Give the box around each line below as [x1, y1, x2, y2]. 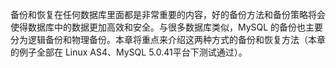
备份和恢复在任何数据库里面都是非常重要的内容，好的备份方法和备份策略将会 [10, 9, 326, 20]
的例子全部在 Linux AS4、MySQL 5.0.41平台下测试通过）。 [10, 46, 248, 58]
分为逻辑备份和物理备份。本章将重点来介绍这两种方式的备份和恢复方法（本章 [10, 34, 326, 45]
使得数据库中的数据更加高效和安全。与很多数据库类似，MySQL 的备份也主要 [10, 21, 324, 33]
